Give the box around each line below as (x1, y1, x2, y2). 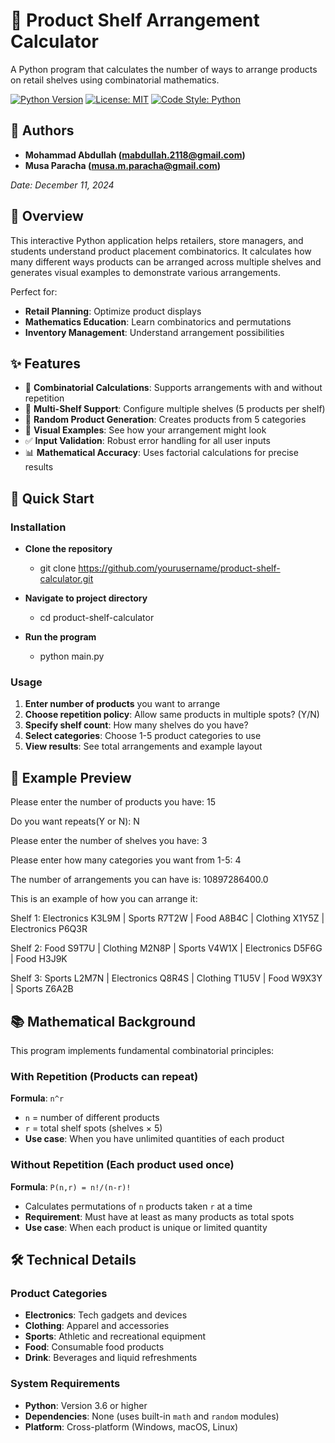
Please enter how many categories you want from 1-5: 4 (10, 854, 242, 866)
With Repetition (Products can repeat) (10, 1069, 199, 1083)
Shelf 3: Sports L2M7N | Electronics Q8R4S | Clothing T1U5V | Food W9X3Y (10, 972, 323, 984)
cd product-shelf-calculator (39, 612, 155, 624)
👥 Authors (10, 122, 75, 139)
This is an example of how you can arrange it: (10, 893, 198, 905)
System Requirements (10, 1377, 121, 1391)
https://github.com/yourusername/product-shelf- (78, 562, 281, 574)
